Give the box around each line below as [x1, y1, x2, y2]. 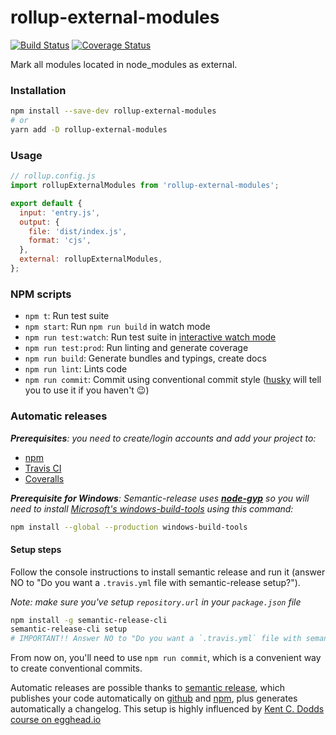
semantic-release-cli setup [10, 624, 128, 635]
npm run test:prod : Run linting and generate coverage [24, 342, 249, 354]
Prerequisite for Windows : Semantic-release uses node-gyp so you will [10, 492, 310, 504]
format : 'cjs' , [28, 236, 92, 246]
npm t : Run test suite [24, 310, 110, 322]
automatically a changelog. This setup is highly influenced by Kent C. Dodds [10, 703, 325, 715]
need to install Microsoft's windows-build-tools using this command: [10, 502, 294, 515]
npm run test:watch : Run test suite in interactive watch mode [24, 331, 277, 343]
